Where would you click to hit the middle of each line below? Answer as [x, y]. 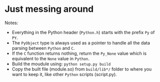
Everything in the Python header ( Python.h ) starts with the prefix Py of [83, 32]
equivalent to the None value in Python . [51, 58]
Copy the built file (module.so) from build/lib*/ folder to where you [82, 69]
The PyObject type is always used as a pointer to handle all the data [81, 42]
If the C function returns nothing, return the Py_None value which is [79, 53]
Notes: [11, 23]
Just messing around [49, 9]
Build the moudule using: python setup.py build [61, 64]
